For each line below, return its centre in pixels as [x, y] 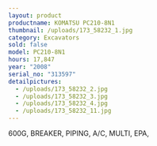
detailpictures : [35, 81]
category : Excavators [44, 37]
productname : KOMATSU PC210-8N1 [61, 23]
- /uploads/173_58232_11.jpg [63, 111]
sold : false [28, 45]
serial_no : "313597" [42, 74]
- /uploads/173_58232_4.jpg [62, 103]
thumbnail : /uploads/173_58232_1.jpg [71, 30]
